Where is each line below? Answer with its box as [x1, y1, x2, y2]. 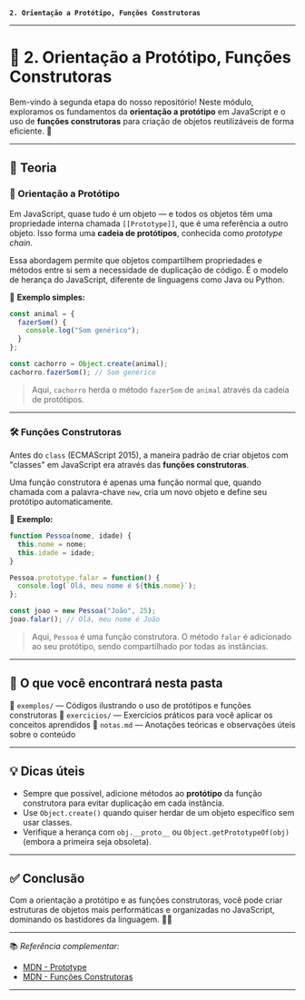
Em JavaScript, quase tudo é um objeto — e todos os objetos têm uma [9, 208, 273, 219]
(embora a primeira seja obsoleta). [22, 836, 152, 847]
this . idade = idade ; [17, 548, 95, 558]
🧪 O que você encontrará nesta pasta [9, 676, 223, 691]
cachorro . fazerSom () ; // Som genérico [9, 368, 156, 377]
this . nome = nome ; [17, 540, 88, 549]
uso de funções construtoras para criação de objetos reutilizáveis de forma [9, 115, 295, 126]
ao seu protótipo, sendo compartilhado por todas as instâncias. [31, 640, 269, 651]
